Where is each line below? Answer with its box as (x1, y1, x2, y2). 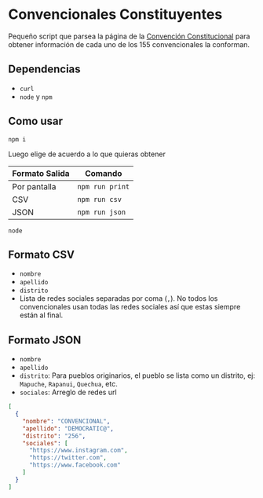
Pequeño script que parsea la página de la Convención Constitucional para (8, 31, 250, 41)
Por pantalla (12, 181, 57, 192)
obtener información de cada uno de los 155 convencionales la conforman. (8, 39, 250, 49)
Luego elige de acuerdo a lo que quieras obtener (8, 149, 166, 159)
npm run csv (77, 195, 122, 203)
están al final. (19, 310, 64, 320)
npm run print (77, 182, 130, 191)
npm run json (77, 207, 126, 217)
